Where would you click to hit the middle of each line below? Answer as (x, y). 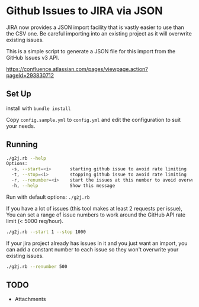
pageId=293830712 (30, 75)
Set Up (19, 94)
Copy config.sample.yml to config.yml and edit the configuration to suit (94, 119)
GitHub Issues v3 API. (33, 57)
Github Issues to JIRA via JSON (84, 11)
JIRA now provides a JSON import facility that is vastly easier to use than (95, 27)
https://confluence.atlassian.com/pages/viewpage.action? (77, 69)
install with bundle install (38, 108)
